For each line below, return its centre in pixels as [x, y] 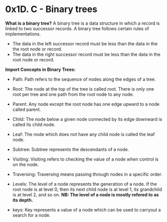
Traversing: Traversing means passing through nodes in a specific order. [88, 174]
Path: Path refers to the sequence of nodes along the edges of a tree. [84, 79]
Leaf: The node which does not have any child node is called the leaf [83, 134]
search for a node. [32, 215]
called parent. [27, 109]
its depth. [23, 200]
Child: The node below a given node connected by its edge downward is [87, 119]
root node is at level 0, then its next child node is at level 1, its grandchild [87, 189]
